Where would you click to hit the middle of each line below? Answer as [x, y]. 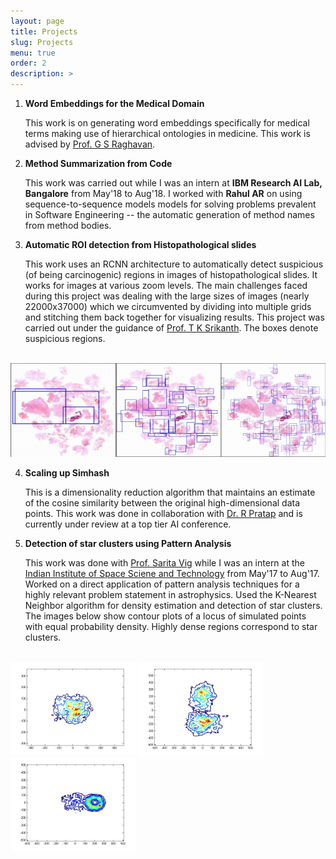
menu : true [33, 53]
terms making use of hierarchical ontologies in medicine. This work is [167, 133]
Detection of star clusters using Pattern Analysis [128, 543]
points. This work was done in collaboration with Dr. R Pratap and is [163, 513]
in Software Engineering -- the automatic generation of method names [169, 214]
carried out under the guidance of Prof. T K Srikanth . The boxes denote [171, 328]
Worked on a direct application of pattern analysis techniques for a [162, 584]
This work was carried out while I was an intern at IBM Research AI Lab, [173, 183]
